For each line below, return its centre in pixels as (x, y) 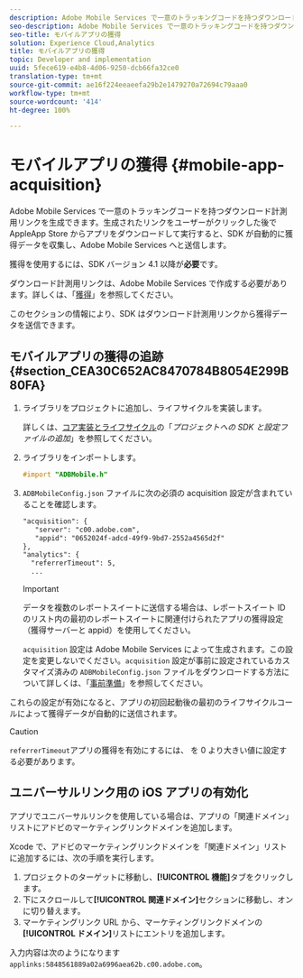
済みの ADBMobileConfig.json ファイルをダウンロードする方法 (168, 672)
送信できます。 (52, 325)
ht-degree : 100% (40, 110)
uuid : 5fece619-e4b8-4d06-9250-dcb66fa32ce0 (94, 69)
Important (41, 589)
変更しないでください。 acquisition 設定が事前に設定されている (156, 660)
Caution (24, 731)
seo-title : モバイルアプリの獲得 (65, 34)
